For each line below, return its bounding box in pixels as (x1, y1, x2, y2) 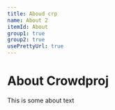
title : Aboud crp (7, 10, 58, 18)
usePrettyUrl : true (7, 43, 64, 50)
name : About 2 (7, 17, 49, 24)
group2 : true (7, 36, 45, 43)
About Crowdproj (7, 73, 109, 89)
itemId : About (7, 23, 49, 30)
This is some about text (7, 96, 75, 104)
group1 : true (7, 29, 45, 37)
